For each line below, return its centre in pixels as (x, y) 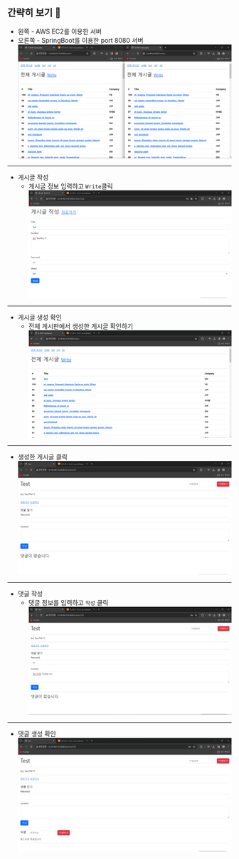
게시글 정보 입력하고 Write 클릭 (70, 186)
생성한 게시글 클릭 (42, 457)
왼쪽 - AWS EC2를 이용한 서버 (59, 31)
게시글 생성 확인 (39, 317)
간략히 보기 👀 (34, 13)
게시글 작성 (33, 177)
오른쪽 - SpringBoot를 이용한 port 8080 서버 (80, 40)
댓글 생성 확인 (37, 734)
